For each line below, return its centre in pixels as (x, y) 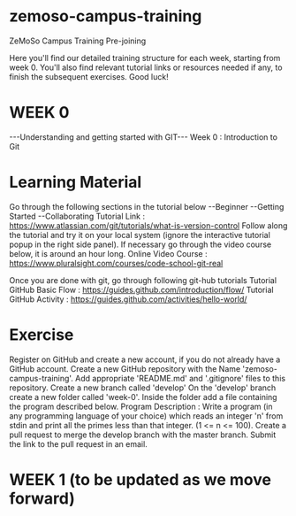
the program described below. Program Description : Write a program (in (141, 406)
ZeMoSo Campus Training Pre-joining (78, 41)
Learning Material (76, 182)
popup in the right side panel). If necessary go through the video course (140, 244)
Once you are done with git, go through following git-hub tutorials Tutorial (143, 280)
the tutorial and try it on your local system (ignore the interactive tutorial (140, 235)
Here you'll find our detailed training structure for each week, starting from (145, 58)
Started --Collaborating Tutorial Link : (77, 216)
